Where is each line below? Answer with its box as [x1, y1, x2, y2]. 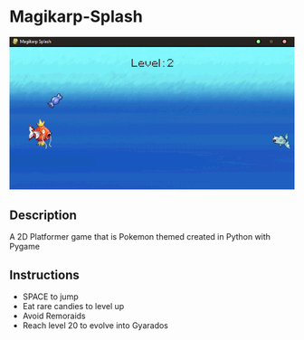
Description [9, 207, 77, 222]
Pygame [9, 241, 41, 252]
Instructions [9, 267, 80, 282]
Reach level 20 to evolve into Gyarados [22, 319, 169, 331]
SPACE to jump [22, 291, 79, 302]
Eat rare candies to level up [22, 300, 125, 311]
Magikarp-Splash [9, 6, 143, 27]
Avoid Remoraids [22, 310, 86, 321]
